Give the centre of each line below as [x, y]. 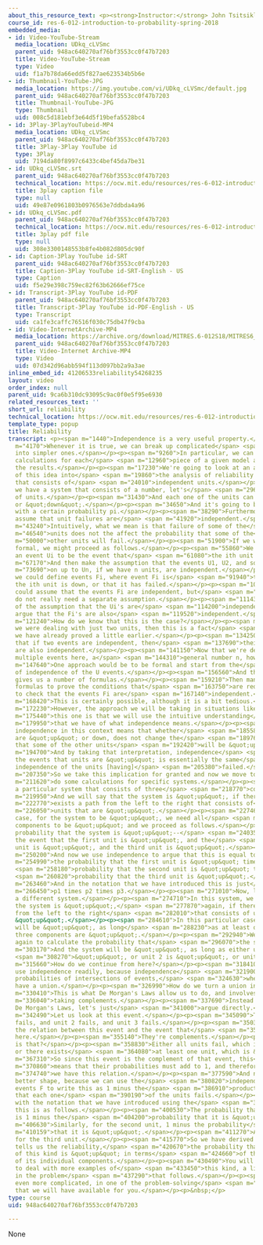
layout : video [31, 380]
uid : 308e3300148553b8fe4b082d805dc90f [80, 249]
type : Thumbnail [41, 111]
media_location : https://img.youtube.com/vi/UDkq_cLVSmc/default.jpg [131, 88]
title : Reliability [40, 431]
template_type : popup [43, 424]
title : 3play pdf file [52, 235]
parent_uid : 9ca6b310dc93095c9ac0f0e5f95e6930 [85, 395]
